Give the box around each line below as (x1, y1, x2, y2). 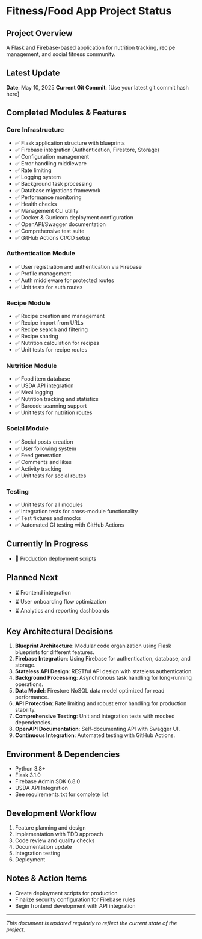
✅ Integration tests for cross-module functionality (14, 507, 138, 515)
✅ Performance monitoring (14, 194, 82, 201)
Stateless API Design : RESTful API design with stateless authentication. (14, 668, 194, 675)
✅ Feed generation (14, 451, 62, 459)
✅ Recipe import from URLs (14, 319, 84, 326)
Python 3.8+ (14, 765, 46, 772)
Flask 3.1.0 (14, 771, 41, 779)
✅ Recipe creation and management (14, 313, 105, 320)
